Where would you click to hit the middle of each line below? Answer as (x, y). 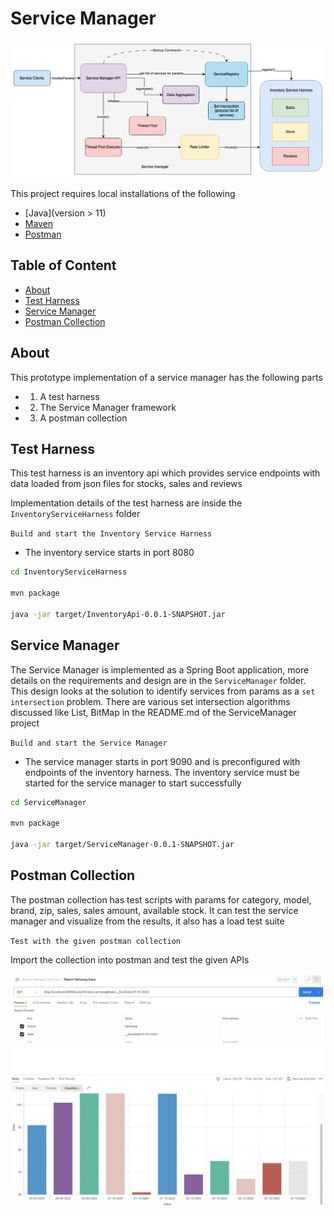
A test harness (69, 396)
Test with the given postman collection (96, 941)
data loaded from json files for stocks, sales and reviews (126, 484)
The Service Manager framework (108, 407)
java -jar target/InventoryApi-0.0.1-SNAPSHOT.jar (118, 614)
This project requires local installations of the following (123, 193)
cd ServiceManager (48, 802)
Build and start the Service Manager (89, 743)
